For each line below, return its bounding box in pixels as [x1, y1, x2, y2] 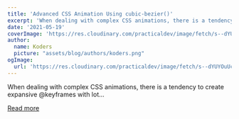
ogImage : [7, 57, 33, 64]
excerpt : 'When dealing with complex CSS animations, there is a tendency [7, 17, 234, 24]
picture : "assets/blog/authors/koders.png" [14, 50, 144, 57]
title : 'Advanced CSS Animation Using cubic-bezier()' [7, 10, 174, 18]
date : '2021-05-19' [7, 23, 65, 30]
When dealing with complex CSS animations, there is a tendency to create [7, 82, 224, 91]
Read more [7, 103, 40, 112]
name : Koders [14, 43, 53, 50]
